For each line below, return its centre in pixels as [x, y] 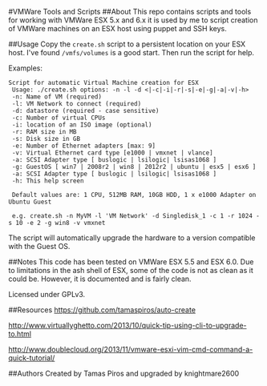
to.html [20, 334]
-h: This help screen [48, 181]
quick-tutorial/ [32, 358]
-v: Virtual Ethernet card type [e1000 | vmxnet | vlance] [113, 153]
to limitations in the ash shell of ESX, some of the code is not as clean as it [131, 270]
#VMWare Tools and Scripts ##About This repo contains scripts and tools [130, 12]
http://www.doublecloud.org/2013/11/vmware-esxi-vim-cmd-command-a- [131, 349]
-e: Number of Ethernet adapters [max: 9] [84, 146]
